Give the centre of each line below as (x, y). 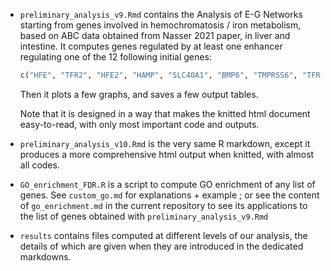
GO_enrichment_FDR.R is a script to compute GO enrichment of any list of (167, 184)
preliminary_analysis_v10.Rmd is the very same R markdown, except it (165, 143)
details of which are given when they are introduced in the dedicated (161, 246)
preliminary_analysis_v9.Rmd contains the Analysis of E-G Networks (161, 14)
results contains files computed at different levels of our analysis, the (163, 235)
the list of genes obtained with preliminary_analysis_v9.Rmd (144, 216)
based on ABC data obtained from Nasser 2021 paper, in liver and (155, 35)
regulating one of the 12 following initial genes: (115, 57)
